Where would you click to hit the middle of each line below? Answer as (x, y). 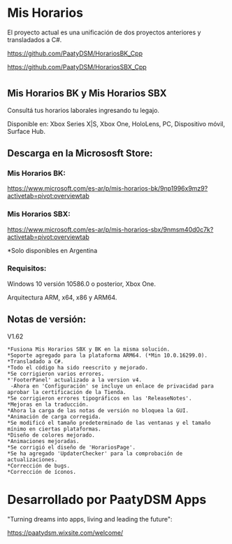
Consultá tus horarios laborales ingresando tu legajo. (83, 110)
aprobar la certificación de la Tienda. (67, 392)
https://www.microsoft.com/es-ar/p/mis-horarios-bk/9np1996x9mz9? (108, 189)
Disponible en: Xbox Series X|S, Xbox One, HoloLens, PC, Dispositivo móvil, (116, 123)
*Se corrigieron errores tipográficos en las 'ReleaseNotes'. (100, 398)
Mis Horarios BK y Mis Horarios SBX (87, 94)
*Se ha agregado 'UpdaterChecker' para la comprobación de (95, 454)
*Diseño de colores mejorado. (51, 435)
